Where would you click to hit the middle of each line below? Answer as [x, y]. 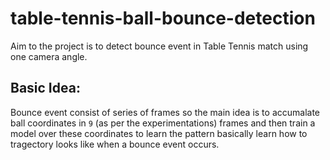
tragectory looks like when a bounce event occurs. [115, 144]
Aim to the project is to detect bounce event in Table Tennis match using [159, 46]
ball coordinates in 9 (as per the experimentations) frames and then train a [163, 123]
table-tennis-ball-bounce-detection [163, 18]
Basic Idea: [45, 88]
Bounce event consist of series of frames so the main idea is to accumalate [165, 112]
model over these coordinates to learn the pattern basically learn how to [159, 133]
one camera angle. [49, 56]
